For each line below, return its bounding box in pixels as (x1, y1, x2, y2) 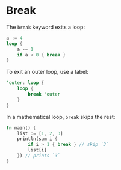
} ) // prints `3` (17, 153, 61, 159)
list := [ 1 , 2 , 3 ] (17, 130, 63, 136)
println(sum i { (17, 136, 58, 142)
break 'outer (28, 91, 61, 97)
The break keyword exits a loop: (6, 23, 85, 31)
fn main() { (6, 124, 36, 131)
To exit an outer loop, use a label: (6, 68, 88, 76)
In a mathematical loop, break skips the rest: (6, 113, 116, 120)
